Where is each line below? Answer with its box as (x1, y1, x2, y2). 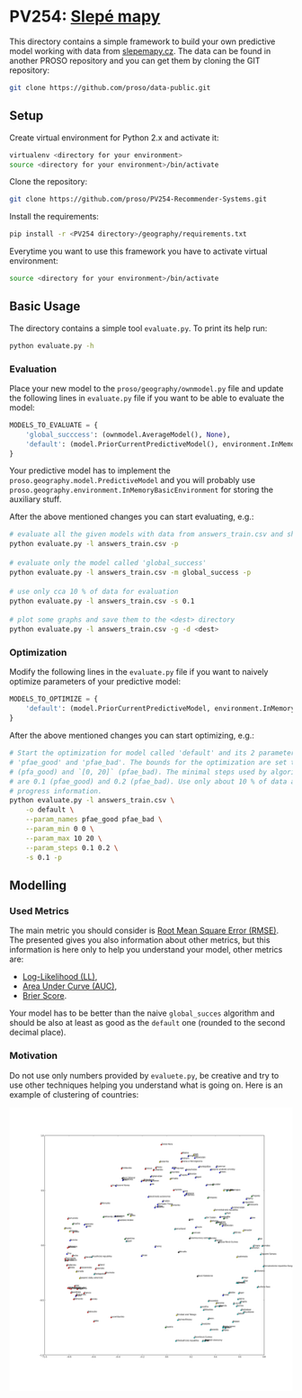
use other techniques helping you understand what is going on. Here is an (9, 1080, 283, 1090)
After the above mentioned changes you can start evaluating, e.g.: (9, 511, 254, 523)
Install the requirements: (9, 211, 99, 222)
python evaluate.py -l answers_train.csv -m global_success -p (9, 568, 252, 577)
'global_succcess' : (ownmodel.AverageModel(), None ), (25, 430, 231, 439)
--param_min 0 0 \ (25, 825, 94, 834)
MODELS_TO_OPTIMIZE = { (9, 695, 99, 703)
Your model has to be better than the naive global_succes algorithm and (9, 1008, 275, 1018)
